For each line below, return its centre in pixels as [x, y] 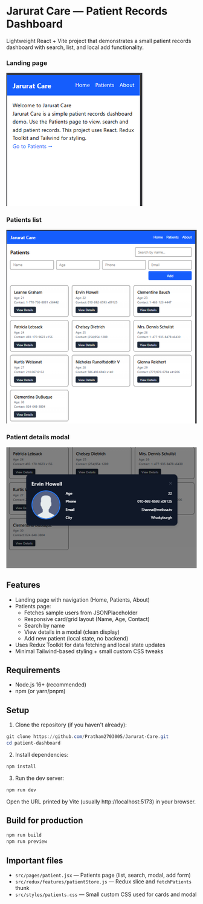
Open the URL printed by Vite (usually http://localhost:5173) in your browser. [101, 802]
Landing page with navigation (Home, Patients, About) [82, 600]
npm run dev [21, 790]
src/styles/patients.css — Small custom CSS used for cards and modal [106, 894]
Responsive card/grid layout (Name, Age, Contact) [87, 619]
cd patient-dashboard [34, 743]
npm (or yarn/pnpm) [40, 691]
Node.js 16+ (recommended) [50, 685]
